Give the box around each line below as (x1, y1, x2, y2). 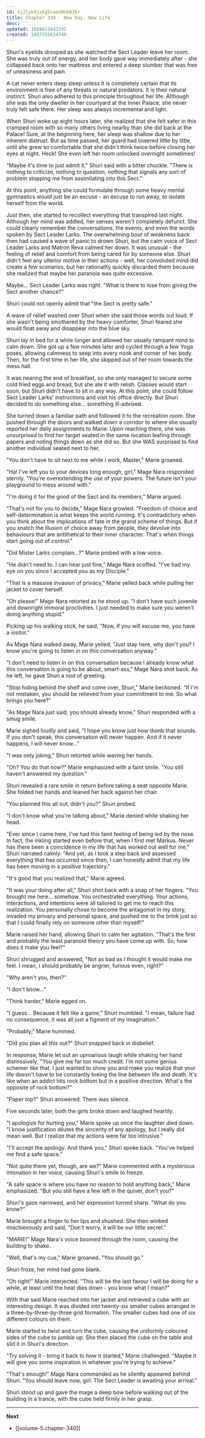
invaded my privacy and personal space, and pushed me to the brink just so (6, 912, 197, 920)
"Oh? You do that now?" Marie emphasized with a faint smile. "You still (6, 764, 184, 771)
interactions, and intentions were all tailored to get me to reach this (6, 899, 174, 907)
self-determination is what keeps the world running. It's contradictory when (6, 511, 196, 519)
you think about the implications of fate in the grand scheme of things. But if (6, 518, 198, 525)
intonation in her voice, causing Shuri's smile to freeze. (6, 1169, 145, 1176)
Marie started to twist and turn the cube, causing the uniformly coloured (6, 1327, 188, 1335)
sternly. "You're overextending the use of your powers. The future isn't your (6, 474, 197, 482)
